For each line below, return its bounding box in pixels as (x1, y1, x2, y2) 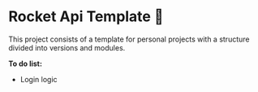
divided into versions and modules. (8, 42, 126, 52)
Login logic (19, 74, 58, 84)
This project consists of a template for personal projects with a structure (8, 34, 250, 44)
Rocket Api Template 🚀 (8, 7, 164, 26)
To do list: (8, 59, 43, 68)
